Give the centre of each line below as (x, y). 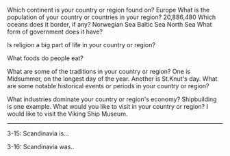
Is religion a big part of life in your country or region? (81, 45)
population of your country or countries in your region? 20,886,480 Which (112, 17)
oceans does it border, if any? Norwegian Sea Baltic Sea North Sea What (110, 24)
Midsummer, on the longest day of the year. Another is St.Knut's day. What (112, 79)
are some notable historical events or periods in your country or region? (108, 86)
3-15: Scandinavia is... (38, 133)
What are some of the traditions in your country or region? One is (99, 71)
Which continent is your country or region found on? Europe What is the (108, 10)
